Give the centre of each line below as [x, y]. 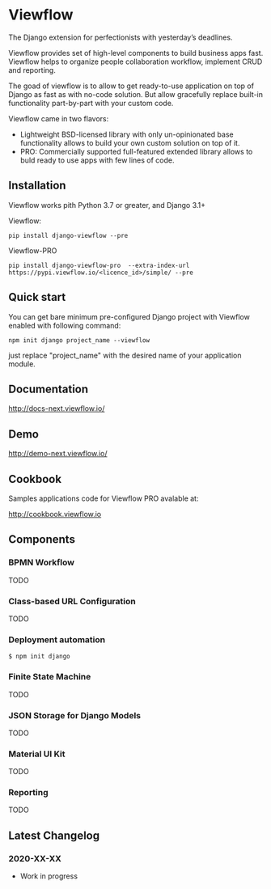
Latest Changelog [54, 835]
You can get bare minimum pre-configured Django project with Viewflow [129, 316]
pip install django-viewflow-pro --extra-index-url [99, 265]
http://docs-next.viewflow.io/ [57, 409]
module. [22, 364]
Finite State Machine [50, 677]
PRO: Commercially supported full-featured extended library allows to [136, 151]
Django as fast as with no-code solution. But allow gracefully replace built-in [136, 94]
